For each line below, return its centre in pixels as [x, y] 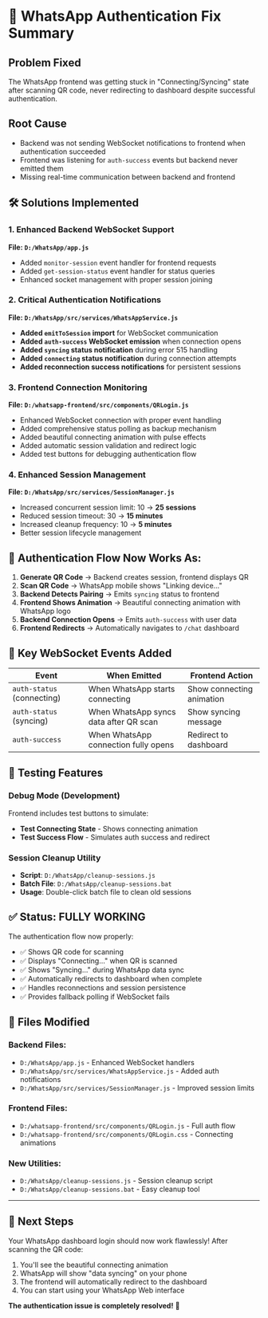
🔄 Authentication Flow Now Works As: [105, 558]
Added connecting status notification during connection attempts [128, 358]
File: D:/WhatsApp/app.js [49, 247]
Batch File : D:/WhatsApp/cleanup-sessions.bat [96, 883]
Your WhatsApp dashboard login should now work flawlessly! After [118, 1241]
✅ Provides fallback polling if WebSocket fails [95, 997]
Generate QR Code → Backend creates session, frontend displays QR [134, 577]
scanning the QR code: [46, 1249]
